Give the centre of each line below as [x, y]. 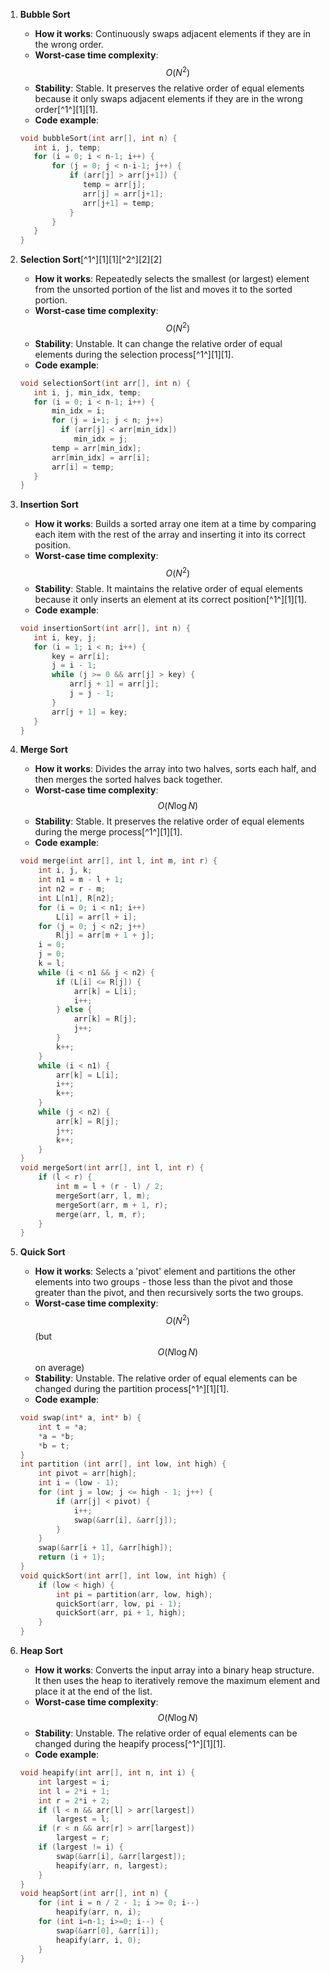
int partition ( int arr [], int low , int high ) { [123, 1464]
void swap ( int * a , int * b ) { [80, 1418]
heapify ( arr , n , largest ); [112, 1865]
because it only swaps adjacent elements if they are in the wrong [168, 98]
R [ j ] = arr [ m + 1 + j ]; [105, 935]
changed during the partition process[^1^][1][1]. [132, 1388]
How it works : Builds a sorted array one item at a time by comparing [175, 524]
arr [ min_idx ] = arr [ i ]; [101, 457]
